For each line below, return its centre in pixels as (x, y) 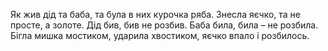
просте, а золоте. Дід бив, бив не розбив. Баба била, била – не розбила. (164, 25)
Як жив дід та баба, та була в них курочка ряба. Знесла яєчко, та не (155, 14)
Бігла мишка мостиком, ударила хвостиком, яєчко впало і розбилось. (160, 35)
